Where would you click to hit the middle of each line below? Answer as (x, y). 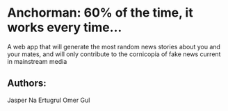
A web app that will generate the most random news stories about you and (114, 46)
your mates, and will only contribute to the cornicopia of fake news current (114, 54)
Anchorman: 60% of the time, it (100, 13)
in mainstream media (37, 61)
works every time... (65, 27)
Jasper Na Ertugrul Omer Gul (49, 100)
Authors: (27, 84)
